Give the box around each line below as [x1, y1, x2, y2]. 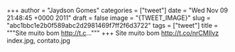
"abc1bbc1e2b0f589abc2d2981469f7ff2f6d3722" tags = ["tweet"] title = [6, 21, 219, 29]
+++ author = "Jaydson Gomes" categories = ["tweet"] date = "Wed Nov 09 [6, 6, 229, 14]
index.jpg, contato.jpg [6, 36, 70, 45]
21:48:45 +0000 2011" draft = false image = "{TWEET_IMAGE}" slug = [6, 14, 211, 22]
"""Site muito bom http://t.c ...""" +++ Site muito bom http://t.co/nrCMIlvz [6, 28, 219, 37]
